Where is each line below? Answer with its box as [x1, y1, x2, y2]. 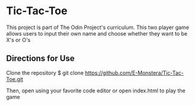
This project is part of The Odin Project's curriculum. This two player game [6, 24, 189, 31]
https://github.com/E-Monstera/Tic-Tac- [85, 69, 184, 76]
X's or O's [6, 36, 31, 43]
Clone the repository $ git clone [6, 69, 84, 76]
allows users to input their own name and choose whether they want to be [6, 30, 188, 37]
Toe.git [6, 75, 24, 82]
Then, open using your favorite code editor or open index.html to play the [6, 87, 185, 94]
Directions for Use [6, 53, 75, 63]
